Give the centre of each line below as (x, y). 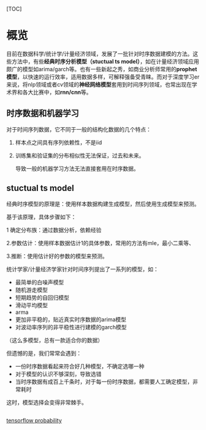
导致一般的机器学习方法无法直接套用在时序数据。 (77, 168)
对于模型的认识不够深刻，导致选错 (58, 373)
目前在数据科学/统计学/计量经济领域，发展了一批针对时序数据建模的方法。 (100, 53)
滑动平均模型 (31, 305)
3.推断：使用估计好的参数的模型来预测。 (57, 256)
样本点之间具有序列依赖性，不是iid (59, 142)
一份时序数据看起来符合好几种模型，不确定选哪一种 (80, 366)
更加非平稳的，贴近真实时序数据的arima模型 (71, 319)
